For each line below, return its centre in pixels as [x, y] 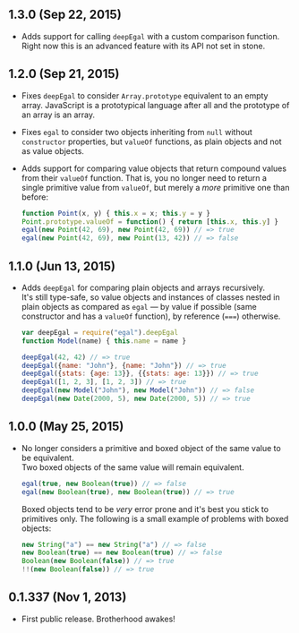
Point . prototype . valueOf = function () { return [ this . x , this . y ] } [150, 222]
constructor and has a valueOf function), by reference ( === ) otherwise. [151, 316]
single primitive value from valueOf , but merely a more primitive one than [155, 187]
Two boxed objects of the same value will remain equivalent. [132, 467]
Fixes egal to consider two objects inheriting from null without [137, 132]
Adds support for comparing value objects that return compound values [154, 168]
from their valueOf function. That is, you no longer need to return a [144, 177]
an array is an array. [58, 115]
